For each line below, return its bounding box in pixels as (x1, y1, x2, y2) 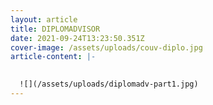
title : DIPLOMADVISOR (10, 24, 101, 34)
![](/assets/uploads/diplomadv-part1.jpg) (19, 79, 199, 90)
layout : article (10, 14, 78, 25)
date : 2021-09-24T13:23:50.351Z (10, 33, 145, 43)
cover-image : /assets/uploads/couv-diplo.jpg (10, 42, 203, 53)
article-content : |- (10, 52, 97, 62)
